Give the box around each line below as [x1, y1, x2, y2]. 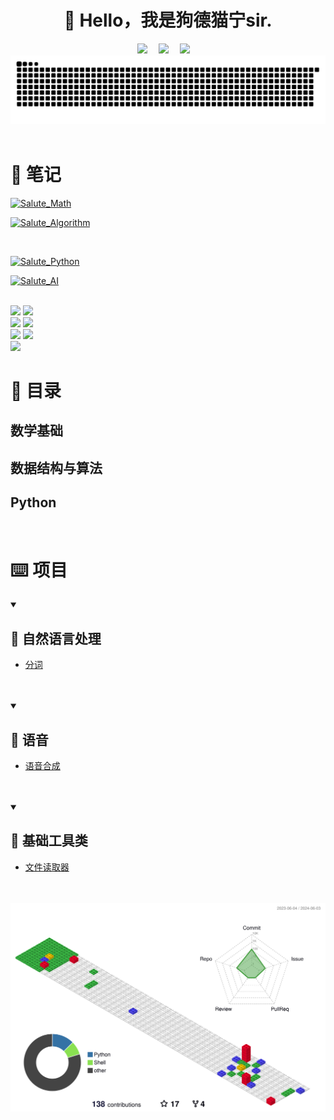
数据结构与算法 [10, 459, 103, 476]
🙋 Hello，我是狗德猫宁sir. [63, 9, 273, 32]
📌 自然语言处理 [10, 630, 102, 647]
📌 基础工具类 [10, 832, 88, 850]
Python [10, 494, 57, 511]
